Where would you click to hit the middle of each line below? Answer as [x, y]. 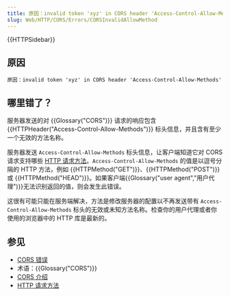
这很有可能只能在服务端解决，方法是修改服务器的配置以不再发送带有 [103, 201]
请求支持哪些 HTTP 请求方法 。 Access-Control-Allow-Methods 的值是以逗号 [112, 161]
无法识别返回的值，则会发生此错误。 [74, 186]
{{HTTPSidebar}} [31, 39]
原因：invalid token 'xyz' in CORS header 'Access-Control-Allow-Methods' [114, 80]
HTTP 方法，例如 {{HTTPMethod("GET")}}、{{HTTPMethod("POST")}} [120, 169]
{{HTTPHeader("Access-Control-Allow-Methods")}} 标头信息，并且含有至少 [114, 129]
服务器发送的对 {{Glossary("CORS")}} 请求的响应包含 [82, 121]
